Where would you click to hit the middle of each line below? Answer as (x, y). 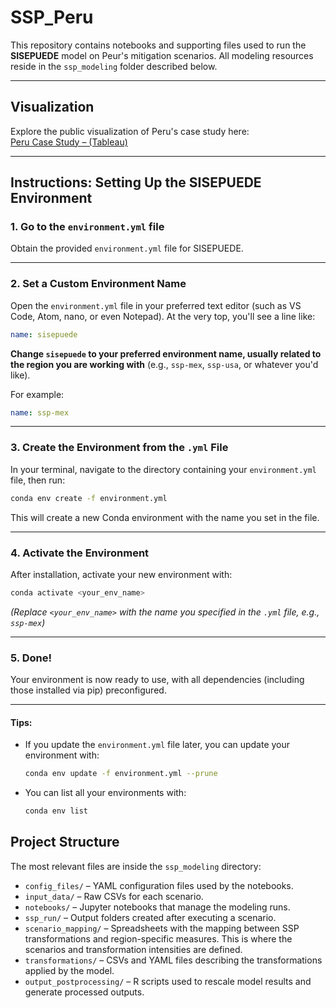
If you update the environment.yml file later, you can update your (157, 745)
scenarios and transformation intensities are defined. (133, 949)
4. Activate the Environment (80, 553)
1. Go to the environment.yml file (87, 227)
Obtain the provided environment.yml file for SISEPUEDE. (127, 248)
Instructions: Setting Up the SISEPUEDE (136, 182)
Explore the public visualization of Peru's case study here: (130, 131)
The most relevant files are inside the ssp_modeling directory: (136, 866)
